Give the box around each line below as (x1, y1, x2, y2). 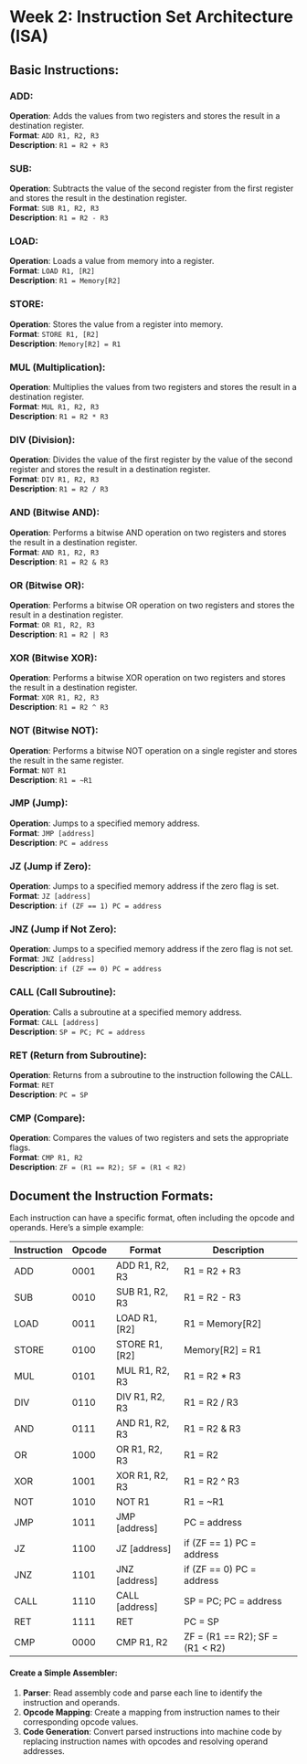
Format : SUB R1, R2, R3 (9, 203, 100, 214)
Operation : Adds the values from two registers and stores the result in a (9, 110, 281, 121)
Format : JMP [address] (9, 827, 96, 838)
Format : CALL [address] (9, 1016, 100, 1027)
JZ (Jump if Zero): (9, 860, 91, 872)
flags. (9, 1142, 31, 1153)
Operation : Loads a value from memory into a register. (9, 256, 215, 267)
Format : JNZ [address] (9, 953, 96, 965)
